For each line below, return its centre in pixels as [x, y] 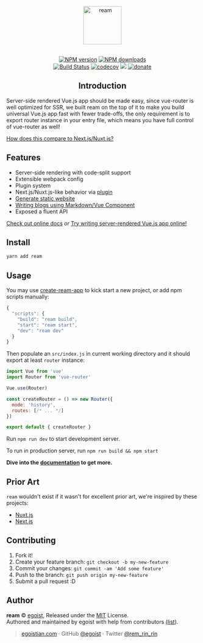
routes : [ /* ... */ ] [38, 410]
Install [18, 242]
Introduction [102, 86]
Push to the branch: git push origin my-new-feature [81, 575]
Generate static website [45, 198]
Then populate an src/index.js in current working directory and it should [98, 354]
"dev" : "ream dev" [41, 331]
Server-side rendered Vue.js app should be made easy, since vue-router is [100, 100]
